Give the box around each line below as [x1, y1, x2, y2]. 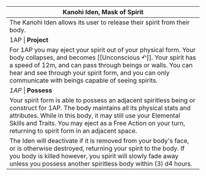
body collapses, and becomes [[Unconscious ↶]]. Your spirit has [9, 53, 196, 62]
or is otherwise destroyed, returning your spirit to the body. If [9, 144, 185, 152]
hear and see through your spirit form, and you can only [9, 68, 170, 77]
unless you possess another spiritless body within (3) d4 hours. [9, 159, 193, 167]
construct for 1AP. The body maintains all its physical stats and [9, 104, 191, 112]
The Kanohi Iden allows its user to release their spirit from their [9, 18, 190, 26]
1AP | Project [9, 36, 48, 44]
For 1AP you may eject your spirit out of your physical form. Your [9, 46, 196, 54]
